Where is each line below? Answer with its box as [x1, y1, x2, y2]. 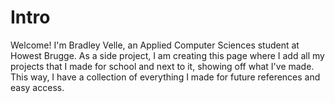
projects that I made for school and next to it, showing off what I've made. [10, 60, 315, 72]
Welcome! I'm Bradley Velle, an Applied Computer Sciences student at [10, 39, 300, 51]
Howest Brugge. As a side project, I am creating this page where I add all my [10, 49, 325, 61]
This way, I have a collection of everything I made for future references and [10, 71, 321, 83]
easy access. [10, 81, 65, 93]
